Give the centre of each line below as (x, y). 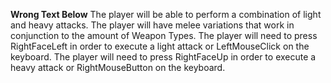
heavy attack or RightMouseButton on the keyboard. (118, 67)
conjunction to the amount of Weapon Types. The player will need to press (164, 35)
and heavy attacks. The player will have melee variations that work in (152, 25)
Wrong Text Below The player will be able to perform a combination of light (166, 14)
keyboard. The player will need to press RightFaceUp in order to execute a (163, 57)
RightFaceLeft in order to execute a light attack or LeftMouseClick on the (160, 46)
